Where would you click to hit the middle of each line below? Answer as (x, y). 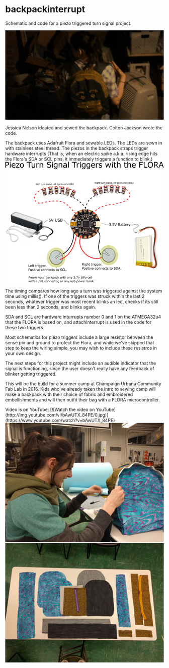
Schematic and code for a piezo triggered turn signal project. (68, 23)
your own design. (23, 353)
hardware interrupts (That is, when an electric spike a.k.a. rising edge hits (81, 154)
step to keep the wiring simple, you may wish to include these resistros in (81, 348)
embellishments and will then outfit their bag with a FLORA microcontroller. (82, 400)
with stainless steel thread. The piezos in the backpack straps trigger (77, 148)
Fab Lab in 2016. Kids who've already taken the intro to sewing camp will (80, 389)
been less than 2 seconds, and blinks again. (51, 307)
